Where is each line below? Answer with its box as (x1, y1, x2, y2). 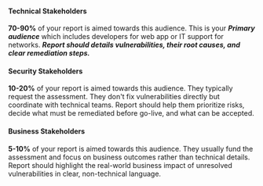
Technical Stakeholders (8, 6, 88, 16)
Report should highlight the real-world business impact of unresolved (8, 160, 233, 170)
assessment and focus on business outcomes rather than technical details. (8, 152, 250, 162)
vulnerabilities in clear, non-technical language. (8, 169, 162, 178)
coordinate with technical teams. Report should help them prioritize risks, (8, 100, 245, 109)
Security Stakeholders (8, 66, 83, 76)
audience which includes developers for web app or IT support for (8, 32, 224, 41)
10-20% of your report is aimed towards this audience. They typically (8, 84, 233, 93)
